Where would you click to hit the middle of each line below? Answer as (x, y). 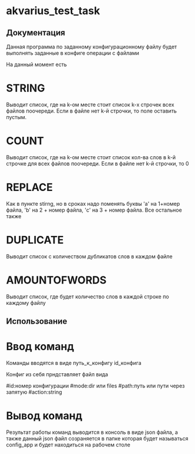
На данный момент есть (37, 64)
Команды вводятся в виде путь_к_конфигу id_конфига (74, 363)
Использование (37, 322)
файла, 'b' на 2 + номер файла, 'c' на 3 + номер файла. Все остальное (94, 210)
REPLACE (29, 187)
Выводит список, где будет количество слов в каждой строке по (88, 297)
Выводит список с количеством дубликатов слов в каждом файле (89, 256)
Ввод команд (40, 347)
